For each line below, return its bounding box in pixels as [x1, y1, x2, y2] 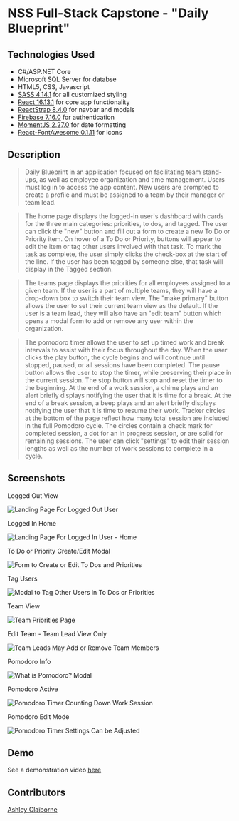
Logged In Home [7, 519, 57, 527]
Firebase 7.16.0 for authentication [17, 113, 115, 121]
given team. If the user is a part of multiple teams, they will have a [24, 286, 218, 295]
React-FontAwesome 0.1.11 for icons [17, 128, 122, 136]
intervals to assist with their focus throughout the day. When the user [24, 345, 228, 354]
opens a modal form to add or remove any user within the [24, 316, 193, 325]
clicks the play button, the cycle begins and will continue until [24, 353, 205, 362]
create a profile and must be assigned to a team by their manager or [24, 190, 225, 199]
